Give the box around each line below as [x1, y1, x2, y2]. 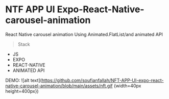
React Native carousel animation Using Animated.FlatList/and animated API [5, 31, 163, 37]
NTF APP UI [5, 4, 55, 15]
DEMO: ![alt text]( [5, 77, 42, 83]
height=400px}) [5, 88, 39, 94]
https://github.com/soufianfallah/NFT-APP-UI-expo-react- [41, 77, 164, 83]
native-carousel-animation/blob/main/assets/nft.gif [5, 83, 113, 89]
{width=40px [113, 83, 141, 89]
